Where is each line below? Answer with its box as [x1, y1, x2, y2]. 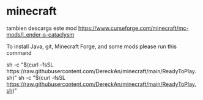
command [6, 49, 32, 56]
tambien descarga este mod [6, 24, 77, 32]
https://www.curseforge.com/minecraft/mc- [78, 24, 189, 32]
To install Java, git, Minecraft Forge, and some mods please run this [6, 43, 177, 50]
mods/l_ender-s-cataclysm [6, 30, 75, 38]
